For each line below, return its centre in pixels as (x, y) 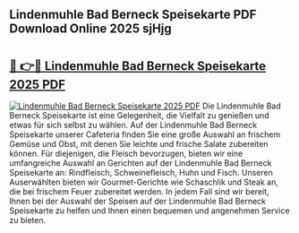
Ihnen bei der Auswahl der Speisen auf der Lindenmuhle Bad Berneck (138, 201)
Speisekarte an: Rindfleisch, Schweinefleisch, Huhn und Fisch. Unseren (141, 173)
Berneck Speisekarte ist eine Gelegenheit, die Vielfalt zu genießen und (140, 115)
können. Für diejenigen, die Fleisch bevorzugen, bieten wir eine (126, 153)
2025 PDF (37, 84)
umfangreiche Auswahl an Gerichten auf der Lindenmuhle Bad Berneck (141, 163)
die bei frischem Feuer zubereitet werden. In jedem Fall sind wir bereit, (140, 191)
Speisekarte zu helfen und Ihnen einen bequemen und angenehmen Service (149, 211)
